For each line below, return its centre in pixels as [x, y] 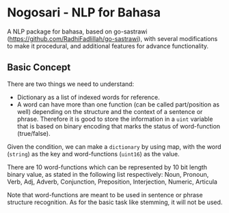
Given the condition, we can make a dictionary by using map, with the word [114, 146]
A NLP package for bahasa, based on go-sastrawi [77, 31]
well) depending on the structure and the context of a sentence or [110, 111]
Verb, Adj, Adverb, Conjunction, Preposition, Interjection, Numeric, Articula [112, 182]
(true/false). [33, 133]
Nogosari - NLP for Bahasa [84, 13]
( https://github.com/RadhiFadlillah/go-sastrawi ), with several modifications [112, 38]
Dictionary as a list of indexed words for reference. [89, 97]
